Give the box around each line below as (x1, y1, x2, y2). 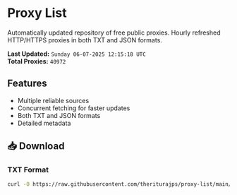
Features (7, 78, 47, 90)
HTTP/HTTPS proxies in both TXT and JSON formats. (7, 35, 162, 44)
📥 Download (7, 140, 65, 153)
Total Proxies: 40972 (7, 57, 66, 65)
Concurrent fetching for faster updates (17, 104, 130, 112)
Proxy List (7, 5, 67, 21)
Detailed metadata (17, 119, 71, 127)
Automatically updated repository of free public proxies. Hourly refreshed (7, 28, 221, 37)
